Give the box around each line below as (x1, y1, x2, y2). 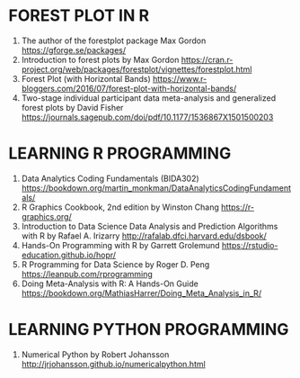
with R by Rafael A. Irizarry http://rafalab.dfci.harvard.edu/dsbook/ (21, 230, 267, 241)
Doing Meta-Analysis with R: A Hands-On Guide (21, 278, 199, 289)
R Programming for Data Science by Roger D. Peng (21, 258, 210, 270)
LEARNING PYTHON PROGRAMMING (8, 319, 289, 340)
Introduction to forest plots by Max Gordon (21, 54, 180, 65)
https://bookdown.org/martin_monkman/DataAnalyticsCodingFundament (21, 182, 292, 193)
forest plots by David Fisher (21, 102, 124, 112)
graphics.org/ (21, 211, 73, 221)
